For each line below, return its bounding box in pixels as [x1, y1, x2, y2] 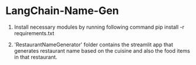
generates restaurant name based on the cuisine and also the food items [14, 47, 191, 54]
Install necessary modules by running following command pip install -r [14, 23, 185, 30]
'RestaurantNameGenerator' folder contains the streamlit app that [14, 41, 173, 48]
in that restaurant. [14, 53, 58, 60]
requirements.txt [14, 29, 55, 36]
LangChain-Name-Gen [5, 4, 119, 18]
